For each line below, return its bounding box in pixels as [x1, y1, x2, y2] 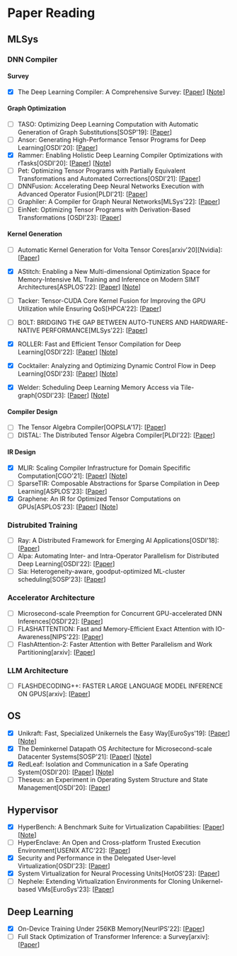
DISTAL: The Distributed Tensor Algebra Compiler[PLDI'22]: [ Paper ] [17, 431, 216, 439]
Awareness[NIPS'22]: [17, 632, 80, 641]
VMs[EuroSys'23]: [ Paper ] [37, 885, 115, 894]
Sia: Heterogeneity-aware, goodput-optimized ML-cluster [17, 568, 185, 576]
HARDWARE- [190, 318, 229, 326]
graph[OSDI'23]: [17, 391, 66, 400]
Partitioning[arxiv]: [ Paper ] [17, 647, 96, 656]
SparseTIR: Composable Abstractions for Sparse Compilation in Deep [17, 479, 220, 488]
